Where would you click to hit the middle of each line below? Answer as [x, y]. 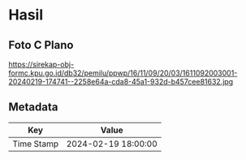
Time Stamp [36, 144]
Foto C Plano [41, 45]
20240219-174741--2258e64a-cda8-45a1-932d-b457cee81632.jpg [121, 82]
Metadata [33, 107]
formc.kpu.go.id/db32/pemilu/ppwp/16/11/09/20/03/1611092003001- [123, 73]
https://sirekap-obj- [41, 64]
